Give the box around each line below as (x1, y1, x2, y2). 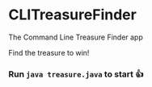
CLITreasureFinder (8, 6, 137, 24)
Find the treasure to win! (8, 48, 90, 57)
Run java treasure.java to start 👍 (8, 68, 144, 80)
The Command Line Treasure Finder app (8, 32, 144, 42)
